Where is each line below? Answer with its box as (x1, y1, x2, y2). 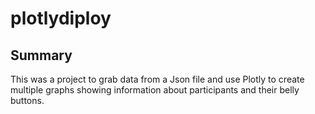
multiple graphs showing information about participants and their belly (10, 84, 300, 96)
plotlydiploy (10, 7, 112, 30)
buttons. (10, 95, 45, 106)
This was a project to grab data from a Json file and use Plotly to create (10, 73, 305, 85)
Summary (10, 47, 73, 64)
